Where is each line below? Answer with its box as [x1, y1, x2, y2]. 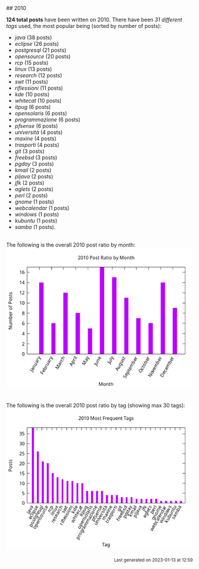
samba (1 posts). [14, 224, 56, 230]
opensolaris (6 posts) [14, 110, 68, 117]
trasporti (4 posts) [14, 142, 60, 148]
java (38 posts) [14, 34, 52, 41]
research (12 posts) [14, 72, 62, 78]
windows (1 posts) [14, 211, 59, 218]
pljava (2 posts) [14, 173, 53, 180]
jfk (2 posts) [14, 180, 44, 186]
